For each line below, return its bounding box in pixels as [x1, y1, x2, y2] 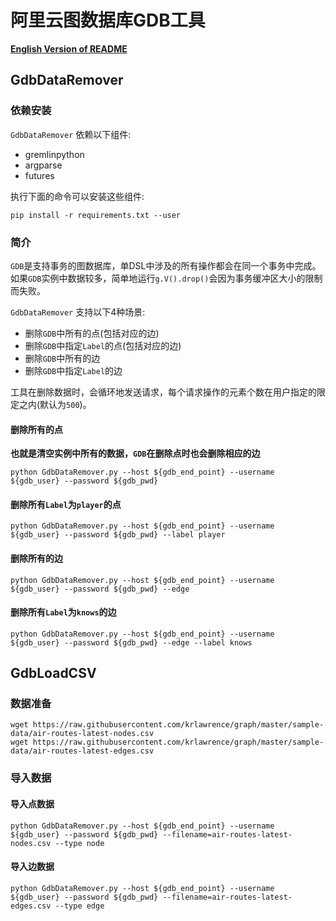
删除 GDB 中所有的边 [24, 352, 101, 364]
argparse [24, 159, 63, 171]
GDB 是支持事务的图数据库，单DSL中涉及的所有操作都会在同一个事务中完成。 [10, 259, 322, 271]
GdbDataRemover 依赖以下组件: [10, 128, 132, 140]
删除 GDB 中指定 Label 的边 [24, 364, 123, 376]
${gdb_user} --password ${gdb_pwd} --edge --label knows [10, 637, 253, 648]
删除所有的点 [10, 423, 63, 435]
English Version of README [10, 42, 128, 55]
